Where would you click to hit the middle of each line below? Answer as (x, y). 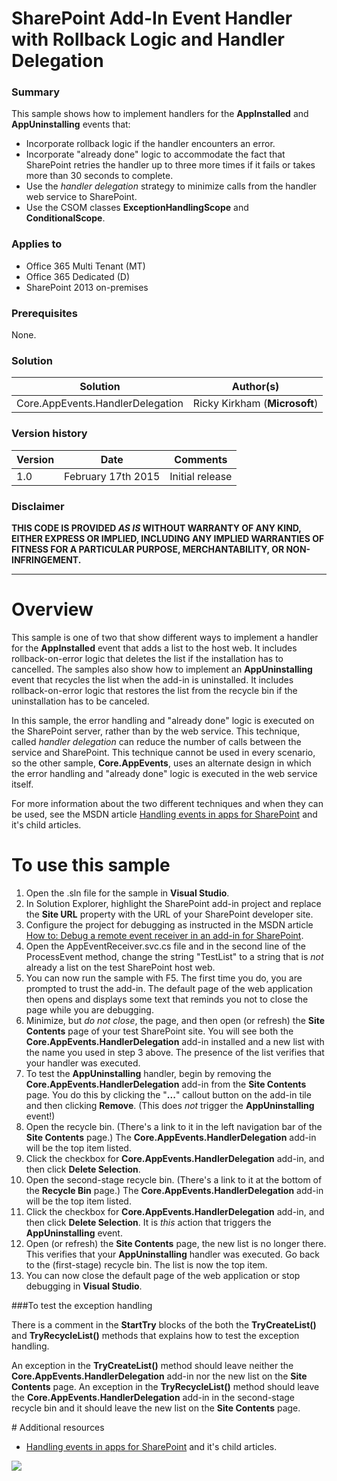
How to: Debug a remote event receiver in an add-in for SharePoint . (164, 935)
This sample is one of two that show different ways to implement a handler (165, 637)
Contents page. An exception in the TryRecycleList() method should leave (165, 1386)
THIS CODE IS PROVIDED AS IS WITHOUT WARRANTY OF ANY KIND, (156, 528)
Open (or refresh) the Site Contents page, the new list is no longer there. (176, 1243)
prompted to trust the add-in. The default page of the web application (169, 988)
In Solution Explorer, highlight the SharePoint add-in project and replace (173, 903)
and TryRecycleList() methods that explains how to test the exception (155, 1335)
